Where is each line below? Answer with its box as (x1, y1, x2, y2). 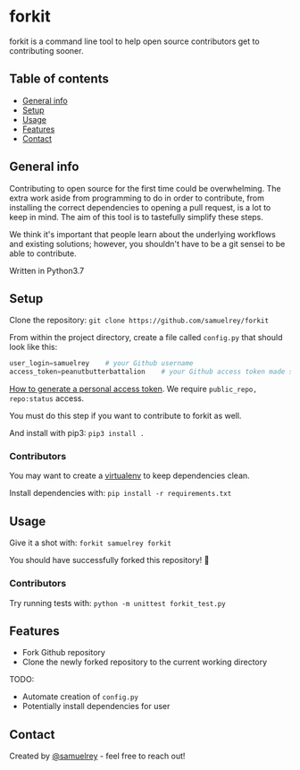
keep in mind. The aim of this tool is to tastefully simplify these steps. (9, 211, 263, 222)
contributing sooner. (9, 45, 84, 56)
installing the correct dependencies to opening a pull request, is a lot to (9, 201, 271, 212)
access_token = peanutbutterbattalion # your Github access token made (9, 367, 286, 377)
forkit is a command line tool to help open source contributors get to (9, 36, 261, 47)
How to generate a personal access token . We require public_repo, (9, 383, 257, 395)
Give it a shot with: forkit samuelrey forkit (9, 537, 172, 548)
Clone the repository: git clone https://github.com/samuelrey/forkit (9, 315, 270, 326)
